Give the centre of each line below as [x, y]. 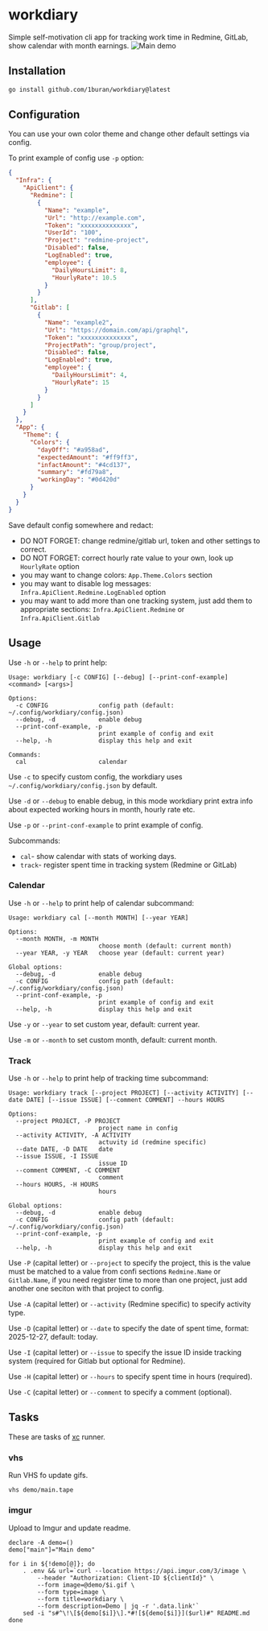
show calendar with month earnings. [69, 45]
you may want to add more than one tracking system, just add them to [136, 601]
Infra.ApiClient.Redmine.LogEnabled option [93, 592]
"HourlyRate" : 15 [80, 382]
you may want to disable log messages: [85, 583]
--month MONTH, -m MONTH [57, 939]
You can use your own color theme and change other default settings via [129, 134]
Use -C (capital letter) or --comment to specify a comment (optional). [120, 1392]
